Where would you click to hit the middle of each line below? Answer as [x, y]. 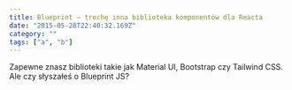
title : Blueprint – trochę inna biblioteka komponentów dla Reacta [136, 17]
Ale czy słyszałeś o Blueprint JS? [69, 77]
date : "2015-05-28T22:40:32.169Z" [73, 26]
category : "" [33, 34]
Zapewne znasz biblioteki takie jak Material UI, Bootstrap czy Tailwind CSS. [146, 67]
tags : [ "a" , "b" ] [41, 42]
